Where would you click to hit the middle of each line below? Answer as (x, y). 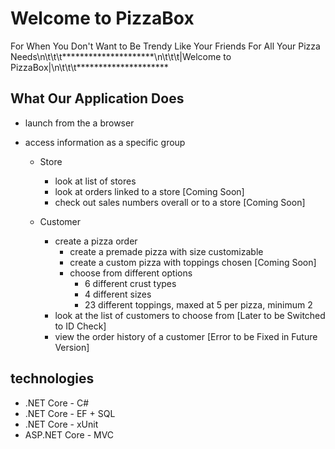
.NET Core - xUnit (61, 424)
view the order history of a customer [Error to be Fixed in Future (186, 336)
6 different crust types (130, 283)
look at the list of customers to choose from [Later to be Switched (190, 315)
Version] (72, 347)
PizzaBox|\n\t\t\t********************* (89, 67)
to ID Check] (80, 326)
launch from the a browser (79, 123)
